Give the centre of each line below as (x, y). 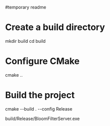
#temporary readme (26, 7)
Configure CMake (42, 61)
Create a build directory (55, 27)
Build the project (40, 95)
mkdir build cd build (25, 41)
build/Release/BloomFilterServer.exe (43, 119)
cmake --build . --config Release (39, 109)
